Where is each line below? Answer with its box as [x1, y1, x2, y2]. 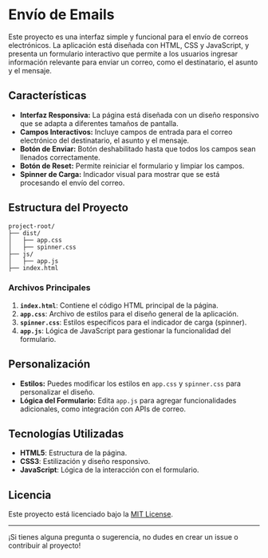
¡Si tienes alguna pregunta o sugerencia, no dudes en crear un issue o [8, 532, 238, 542]
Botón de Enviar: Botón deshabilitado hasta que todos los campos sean [19, 143, 256, 153]
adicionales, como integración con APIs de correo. [19, 404, 186, 414]
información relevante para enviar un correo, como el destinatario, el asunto [8, 57, 258, 67]
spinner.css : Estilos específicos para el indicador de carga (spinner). [19, 317, 247, 327]
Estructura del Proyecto [8, 201, 129, 214]
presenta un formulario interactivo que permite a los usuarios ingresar [8, 49, 238, 58]
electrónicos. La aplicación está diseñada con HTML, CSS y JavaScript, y [8, 40, 250, 49]
